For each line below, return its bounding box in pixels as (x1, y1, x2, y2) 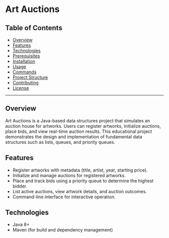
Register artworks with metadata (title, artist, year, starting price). (12, 167, 148, 173)
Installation (12, 58, 36, 64)
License (12, 85, 29, 91)
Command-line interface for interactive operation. (12, 194, 116, 200)
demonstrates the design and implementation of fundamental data (5, 133, 142, 139)
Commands (12, 69, 37, 75)
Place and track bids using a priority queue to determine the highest (12, 178, 154, 184)
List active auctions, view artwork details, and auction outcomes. (12, 188, 147, 194)
